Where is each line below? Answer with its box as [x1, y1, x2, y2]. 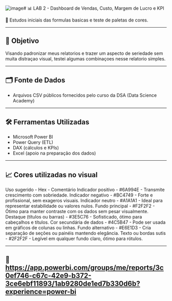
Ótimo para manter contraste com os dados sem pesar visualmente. [5, 208, 148, 214]
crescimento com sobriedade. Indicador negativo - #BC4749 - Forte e [5, 192, 153, 198]
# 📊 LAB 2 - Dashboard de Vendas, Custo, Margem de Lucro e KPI [23, 5, 165, 11]
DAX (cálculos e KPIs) [12, 145, 59, 151]
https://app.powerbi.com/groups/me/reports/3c [5, 263, 164, 272]
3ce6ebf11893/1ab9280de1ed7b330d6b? [5, 279, 140, 288]
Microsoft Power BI [12, 134, 53, 140]
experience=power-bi [5, 287, 77, 296]
